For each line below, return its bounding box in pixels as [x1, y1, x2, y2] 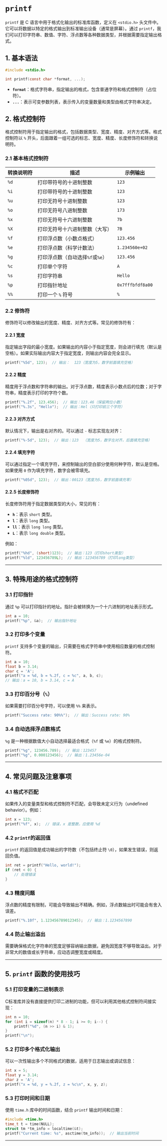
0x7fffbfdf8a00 [117, 282, 153, 288]
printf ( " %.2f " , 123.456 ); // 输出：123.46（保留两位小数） [5, 400, 124, 405]
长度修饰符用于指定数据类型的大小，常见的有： [5, 501, 101, 507]
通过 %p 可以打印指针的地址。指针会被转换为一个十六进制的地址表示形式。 [5, 603, 156, 610]
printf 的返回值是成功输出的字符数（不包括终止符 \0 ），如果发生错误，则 [5, 847, 154, 853]
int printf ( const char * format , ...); [5, 76, 85, 81]
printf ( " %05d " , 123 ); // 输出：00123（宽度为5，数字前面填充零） [5, 477, 134, 482]
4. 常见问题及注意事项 [5, 772, 72, 781]
